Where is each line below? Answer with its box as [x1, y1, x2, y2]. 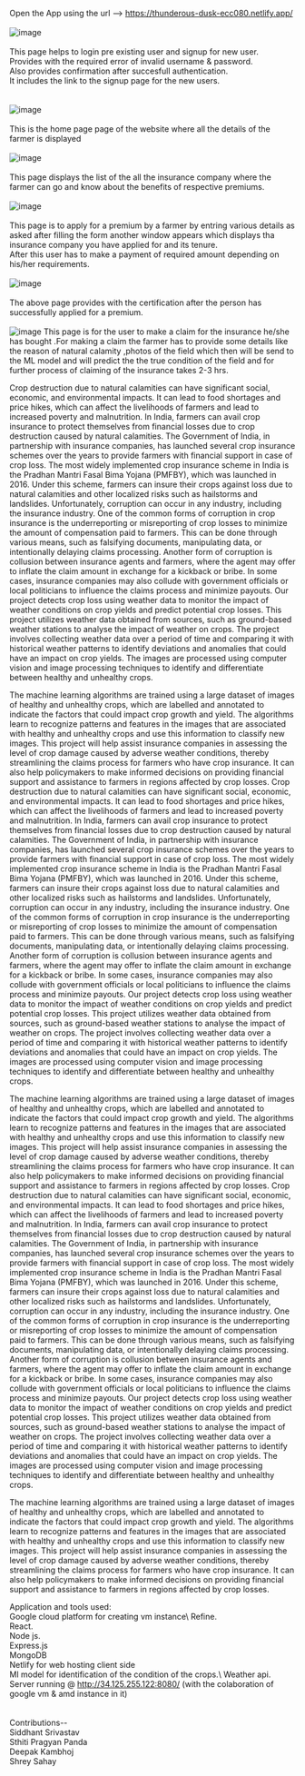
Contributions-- [9, 1717, 68, 1728]
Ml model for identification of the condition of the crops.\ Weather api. [9, 1669, 271, 1680]
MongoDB [9, 1650, 47, 1661]
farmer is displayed [9, 134, 82, 144]
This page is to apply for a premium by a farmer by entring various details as [9, 220, 295, 231]
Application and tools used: [9, 1602, 112, 1612]
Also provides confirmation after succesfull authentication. [9, 65, 229, 76]
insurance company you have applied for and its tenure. [9, 240, 218, 250]
